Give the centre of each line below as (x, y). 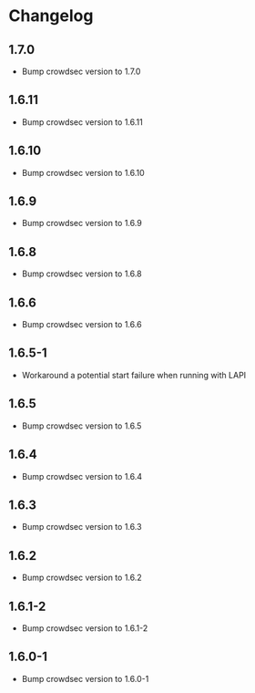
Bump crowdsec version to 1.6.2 (82, 578)
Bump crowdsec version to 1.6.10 (83, 172)
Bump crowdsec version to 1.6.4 (82, 476)
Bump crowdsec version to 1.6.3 (82, 527)
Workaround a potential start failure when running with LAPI (134, 375)
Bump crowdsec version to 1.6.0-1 (85, 678)
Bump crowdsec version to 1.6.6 (82, 325)
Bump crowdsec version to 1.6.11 (82, 122)
